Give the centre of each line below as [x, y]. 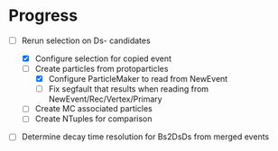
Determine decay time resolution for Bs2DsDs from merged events [145, 137]
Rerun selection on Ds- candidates [86, 40]
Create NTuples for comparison [93, 119]
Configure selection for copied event [103, 58]
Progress [43, 16]
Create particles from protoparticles [102, 69]
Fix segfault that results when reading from [129, 89]
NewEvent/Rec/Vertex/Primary [106, 99]
